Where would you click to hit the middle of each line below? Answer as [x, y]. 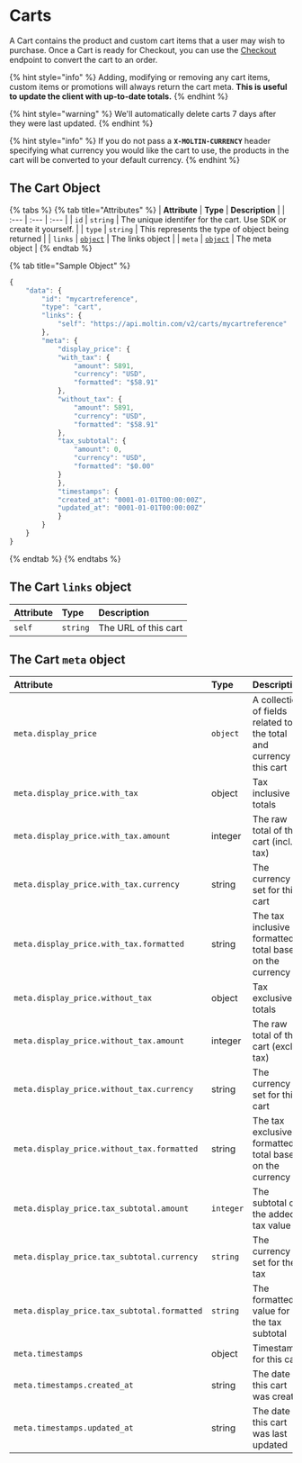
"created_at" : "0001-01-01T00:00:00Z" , [132, 500]
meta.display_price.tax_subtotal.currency [106, 1257]
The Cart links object [71, 587]
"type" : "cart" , [72, 307]
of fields [270, 711]
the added [274, 1215]
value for [271, 1311]
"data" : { [44, 290]
